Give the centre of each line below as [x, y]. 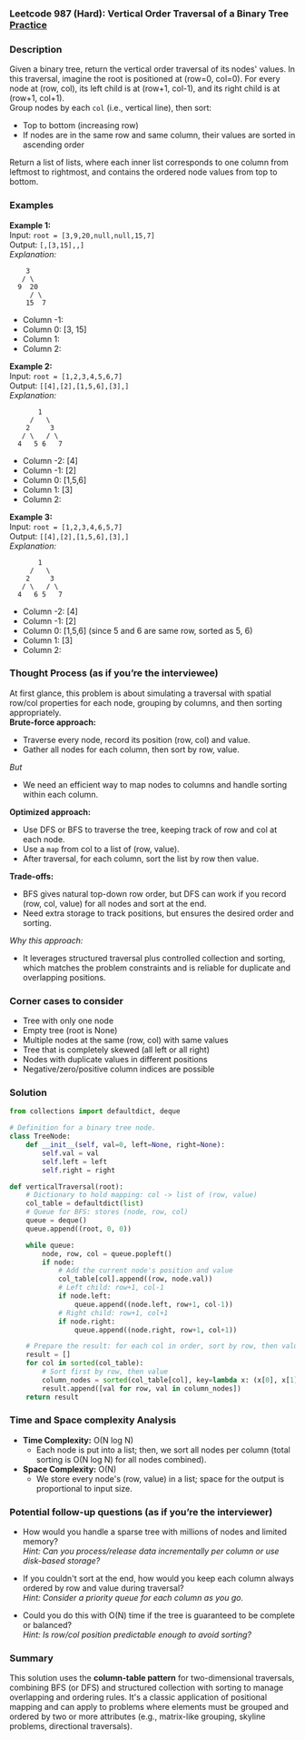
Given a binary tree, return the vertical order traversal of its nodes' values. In [152, 69]
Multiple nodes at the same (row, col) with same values [125, 1041]
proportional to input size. [84, 1488]
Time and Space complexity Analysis [93, 1420]
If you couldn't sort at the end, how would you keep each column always [158, 1579]
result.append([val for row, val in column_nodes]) [142, 1388]
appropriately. [35, 712]
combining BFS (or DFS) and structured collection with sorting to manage [147, 1688]
